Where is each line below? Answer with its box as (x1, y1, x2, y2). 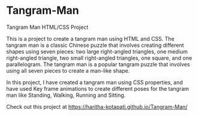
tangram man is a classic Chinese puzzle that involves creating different (6, 41, 184, 49)
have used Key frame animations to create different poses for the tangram (6, 85, 189, 92)
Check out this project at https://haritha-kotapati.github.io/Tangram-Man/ (6, 103, 188, 110)
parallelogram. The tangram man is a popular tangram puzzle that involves (6, 61, 190, 68)
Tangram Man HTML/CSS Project (6, 23, 89, 31)
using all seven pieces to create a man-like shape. (6, 67, 130, 74)
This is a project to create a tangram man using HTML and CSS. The (6, 35, 175, 42)
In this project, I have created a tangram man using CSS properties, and (6, 79, 183, 86)
